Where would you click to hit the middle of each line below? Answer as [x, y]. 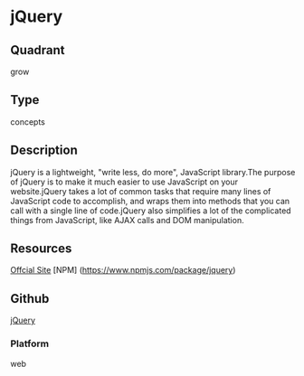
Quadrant [38, 50]
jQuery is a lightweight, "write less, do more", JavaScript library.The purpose [153, 172]
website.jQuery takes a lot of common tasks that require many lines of [141, 191]
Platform [29, 343]
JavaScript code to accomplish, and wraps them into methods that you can [150, 201]
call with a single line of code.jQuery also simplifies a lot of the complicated [151, 211]
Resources [41, 249]
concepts [28, 122]
